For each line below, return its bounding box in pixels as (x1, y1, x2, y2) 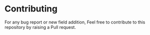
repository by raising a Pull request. (4, 24, 76, 30)
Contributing (4, 3, 58, 14)
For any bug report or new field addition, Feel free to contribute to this (4, 19, 145, 25)
